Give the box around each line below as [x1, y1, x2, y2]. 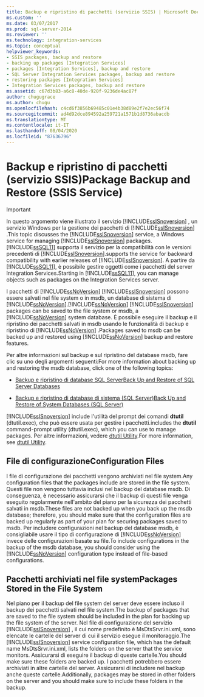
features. [6, 339, 29, 347]
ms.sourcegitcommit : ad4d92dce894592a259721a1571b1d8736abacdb [6, 111, 170, 117]
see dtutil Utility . [6, 438, 47, 445]
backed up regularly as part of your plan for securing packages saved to [6, 517, 188, 525]
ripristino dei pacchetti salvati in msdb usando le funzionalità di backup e [6, 320, 189, 327]
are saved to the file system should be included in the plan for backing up [6, 613, 190, 620]
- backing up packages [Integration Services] [6, 60, 126, 66]
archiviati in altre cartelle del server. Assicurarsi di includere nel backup [6, 665, 185, 672]
